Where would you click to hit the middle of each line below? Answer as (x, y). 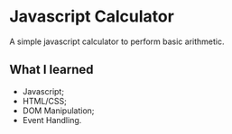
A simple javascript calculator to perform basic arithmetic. (117, 41)
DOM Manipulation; (58, 111)
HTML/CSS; (45, 101)
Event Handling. (52, 120)
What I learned (51, 70)
